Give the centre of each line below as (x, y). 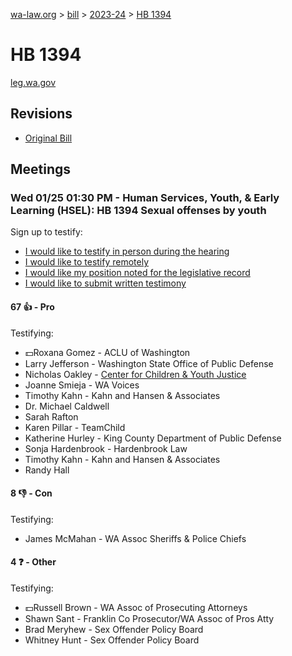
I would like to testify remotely (87, 262)
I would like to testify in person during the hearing (127, 251)
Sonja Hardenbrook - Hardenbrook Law (106, 448)
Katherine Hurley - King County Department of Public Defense (153, 438)
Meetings (41, 169)
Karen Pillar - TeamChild (75, 427)
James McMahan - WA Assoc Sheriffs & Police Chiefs (135, 538)
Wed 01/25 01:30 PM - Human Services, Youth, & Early (145, 198)
